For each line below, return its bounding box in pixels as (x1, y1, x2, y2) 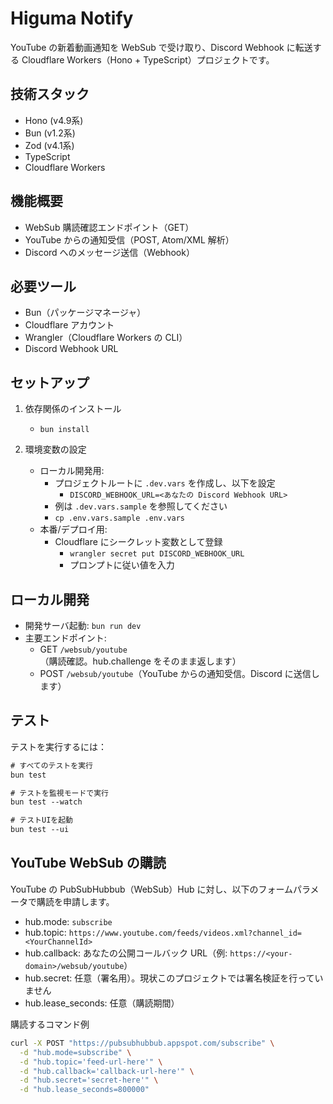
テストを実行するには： (10, 740, 107, 752)
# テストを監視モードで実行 (10, 788, 110, 798)
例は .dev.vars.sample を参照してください (54, 500, 228, 512)
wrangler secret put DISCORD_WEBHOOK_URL (69, 549, 245, 559)
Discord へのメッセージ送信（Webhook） (24, 246, 195, 258)
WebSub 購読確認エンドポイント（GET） (24, 221, 195, 233)
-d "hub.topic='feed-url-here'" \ (19, 1057, 163, 1067)
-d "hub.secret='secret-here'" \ (19, 1075, 159, 1086)
